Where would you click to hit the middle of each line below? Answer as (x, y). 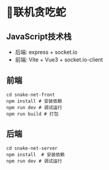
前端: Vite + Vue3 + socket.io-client (59, 60)
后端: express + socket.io (46, 52)
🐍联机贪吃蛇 (36, 12)
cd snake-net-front (31, 95)
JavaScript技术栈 (39, 36)
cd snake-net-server (32, 148)
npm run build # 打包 (33, 114)
